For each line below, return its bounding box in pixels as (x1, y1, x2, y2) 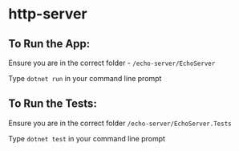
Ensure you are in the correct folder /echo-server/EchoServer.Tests (8, 118, 232, 128)
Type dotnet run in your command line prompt (8, 74, 162, 83)
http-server (8, 5, 87, 23)
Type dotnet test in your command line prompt (8, 133, 166, 143)
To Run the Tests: (8, 97, 98, 111)
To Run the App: (8, 37, 91, 51)
